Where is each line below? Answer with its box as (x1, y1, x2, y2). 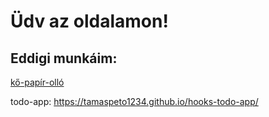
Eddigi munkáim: (10, 50, 118, 67)
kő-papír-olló (10, 76, 65, 88)
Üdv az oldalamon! (10, 10, 169, 33)
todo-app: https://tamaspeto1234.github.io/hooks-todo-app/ (10, 96, 259, 107)
